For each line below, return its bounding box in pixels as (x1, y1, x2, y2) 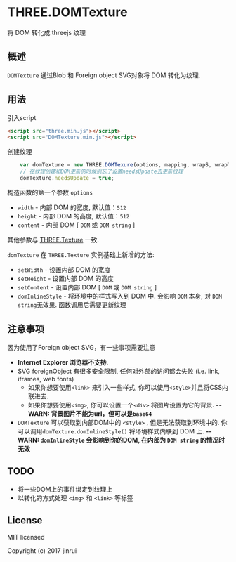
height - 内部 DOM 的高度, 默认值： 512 (17, 211, 130, 220)
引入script (7, 113, 37, 122)
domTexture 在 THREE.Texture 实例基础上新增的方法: (7, 250, 155, 259)
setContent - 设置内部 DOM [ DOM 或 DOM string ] (17, 282, 157, 292)
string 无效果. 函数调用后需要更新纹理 (17, 300, 126, 309)
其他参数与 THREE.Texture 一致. (7, 235, 100, 244)
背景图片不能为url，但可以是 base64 (51, 409, 152, 418)
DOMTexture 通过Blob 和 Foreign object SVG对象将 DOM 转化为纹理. (7, 71, 201, 79)
